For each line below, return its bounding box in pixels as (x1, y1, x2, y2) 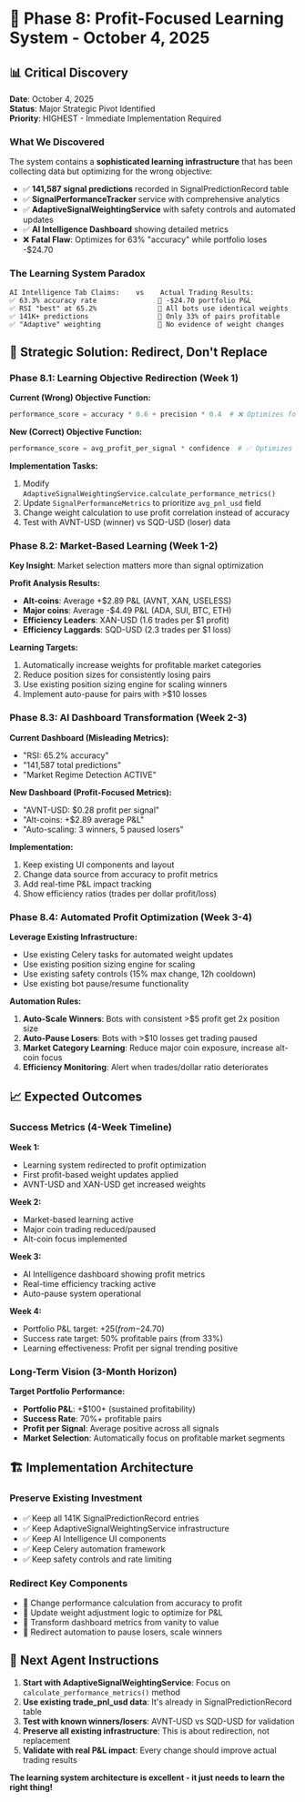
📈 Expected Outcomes (9, 1089, 143, 1105)
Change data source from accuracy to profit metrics (22, 868, 219, 879)
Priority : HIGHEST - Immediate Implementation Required (9, 113, 222, 124)
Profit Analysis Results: (9, 578, 100, 589)
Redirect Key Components (9, 1576, 128, 1589)
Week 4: (9, 1305, 43, 1316)
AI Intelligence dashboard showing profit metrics (22, 1269, 206, 1280)
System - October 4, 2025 (9, 27, 210, 48)
